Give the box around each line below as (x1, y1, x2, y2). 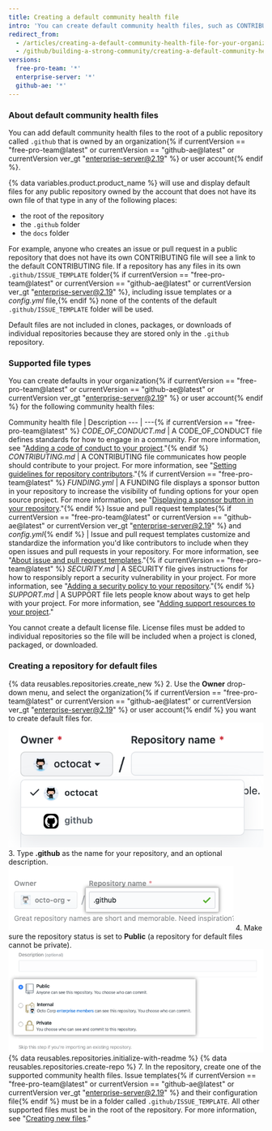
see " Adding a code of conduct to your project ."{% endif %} (8, 443, 209, 454)
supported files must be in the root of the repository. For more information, (8, 1104, 257, 1115)
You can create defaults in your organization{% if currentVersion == (8, 376, 236, 385)
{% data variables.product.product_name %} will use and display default (8, 178, 251, 187)
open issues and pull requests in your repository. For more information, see (8, 547, 259, 557)
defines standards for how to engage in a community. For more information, (8, 435, 261, 445)
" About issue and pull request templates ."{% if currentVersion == (8, 556, 225, 565)
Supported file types (8, 357, 91, 368)
